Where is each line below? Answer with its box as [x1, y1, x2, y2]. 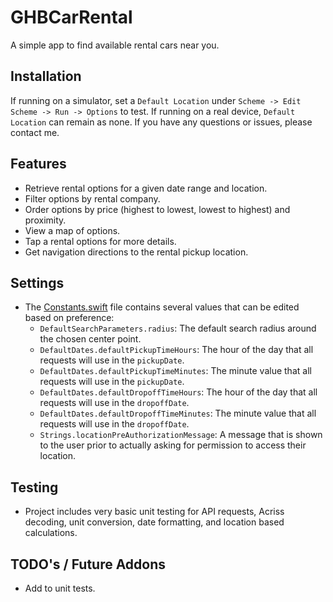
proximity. [24, 214, 67, 226]
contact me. [10, 126, 60, 138]
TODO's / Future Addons [10, 556, 167, 573]
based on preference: [24, 312, 115, 324]
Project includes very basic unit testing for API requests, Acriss [24, 506, 285, 518]
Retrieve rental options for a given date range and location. [24, 182, 268, 194]
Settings [10, 274, 65, 291]
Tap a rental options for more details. [24, 235, 177, 247]
